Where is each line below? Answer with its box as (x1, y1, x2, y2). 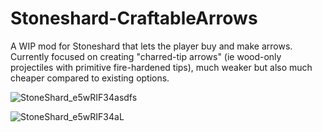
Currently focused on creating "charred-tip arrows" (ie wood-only (10, 50, 282, 62)
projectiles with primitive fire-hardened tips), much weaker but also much (10, 61, 313, 73)
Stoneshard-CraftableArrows (10, 7, 258, 30)
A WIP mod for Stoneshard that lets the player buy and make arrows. (10, 40, 293, 52)
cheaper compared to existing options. (10, 72, 170, 84)
